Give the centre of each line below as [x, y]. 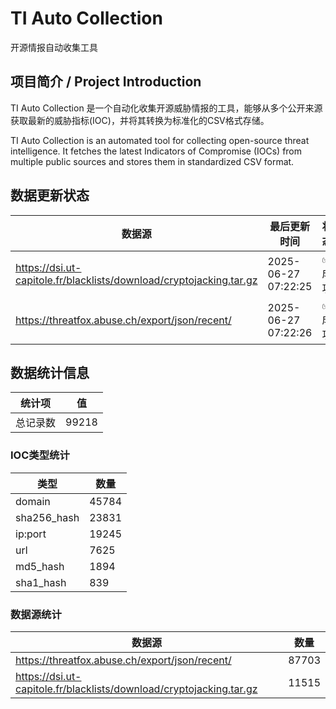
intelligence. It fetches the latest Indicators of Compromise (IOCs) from [156, 151]
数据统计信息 [50, 372]
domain [33, 501]
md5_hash [40, 566]
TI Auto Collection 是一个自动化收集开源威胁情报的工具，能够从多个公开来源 [166, 108]
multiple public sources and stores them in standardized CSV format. [152, 161]
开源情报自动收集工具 [54, 47]
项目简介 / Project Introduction [106, 82]
